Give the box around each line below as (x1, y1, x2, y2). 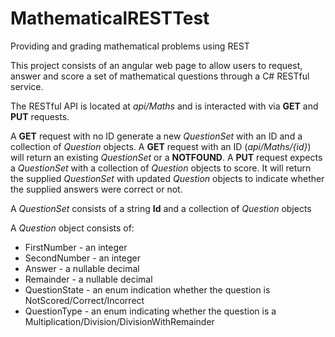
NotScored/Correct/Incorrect (24, 294, 145, 306)
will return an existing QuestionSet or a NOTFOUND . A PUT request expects (10, 151, 323, 163)
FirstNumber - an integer (24, 241, 128, 253)
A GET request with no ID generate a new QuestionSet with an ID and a (10, 130, 303, 142)
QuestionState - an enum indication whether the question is (24, 283, 271, 296)
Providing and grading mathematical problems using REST (10, 40, 250, 52)
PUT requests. (10, 110, 70, 122)
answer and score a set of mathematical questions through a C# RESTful (10, 70, 310, 82)
